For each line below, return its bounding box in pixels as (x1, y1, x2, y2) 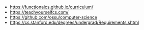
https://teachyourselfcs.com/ (9, 9, 69, 15)
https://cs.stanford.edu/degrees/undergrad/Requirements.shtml (9, 19, 139, 25)
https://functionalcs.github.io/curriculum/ (9, 4, 93, 10)
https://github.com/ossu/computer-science (9, 15, 97, 20)
